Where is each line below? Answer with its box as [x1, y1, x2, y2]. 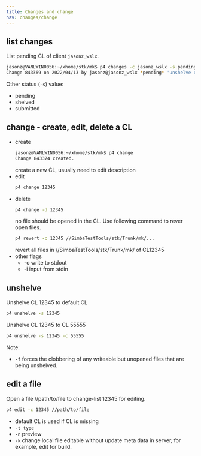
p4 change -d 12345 [14, 206, 64, 213]
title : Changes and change [6, 8, 74, 15]
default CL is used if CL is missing [14, 418, 99, 425]
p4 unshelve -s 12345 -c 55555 [6, 332, 84, 339]
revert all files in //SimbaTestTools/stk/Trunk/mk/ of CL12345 [14, 247, 165, 254]
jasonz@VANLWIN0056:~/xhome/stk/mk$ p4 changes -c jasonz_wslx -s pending [6, 64, 197, 70]
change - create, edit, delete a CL [6, 122, 133, 133]
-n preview [14, 430, 42, 437]
